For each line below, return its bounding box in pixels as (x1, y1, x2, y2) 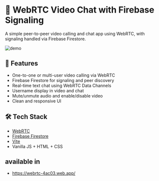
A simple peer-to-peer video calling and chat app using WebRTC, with (5, 31, 145, 36)
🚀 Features (5, 59, 38, 67)
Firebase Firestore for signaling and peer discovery (12, 77, 114, 83)
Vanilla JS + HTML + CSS (12, 143, 63, 149)
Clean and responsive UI (12, 98, 62, 104)
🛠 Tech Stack (5, 113, 48, 121)
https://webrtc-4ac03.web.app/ (12, 170, 76, 176)
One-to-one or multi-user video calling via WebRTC (12, 72, 115, 78)
